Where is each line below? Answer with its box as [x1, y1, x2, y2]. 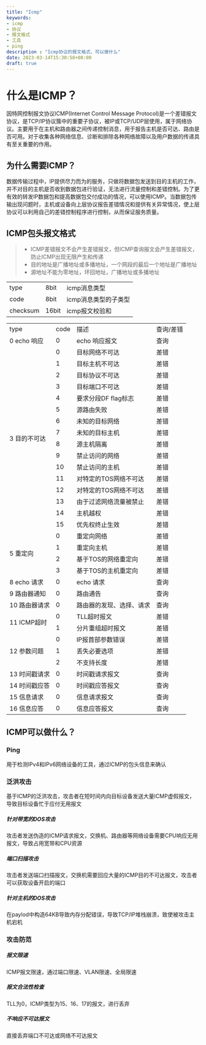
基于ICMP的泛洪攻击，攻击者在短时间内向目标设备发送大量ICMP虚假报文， [6, 792, 195, 800]
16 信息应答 [9, 704, 44, 713]
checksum [9, 306, 40, 315]
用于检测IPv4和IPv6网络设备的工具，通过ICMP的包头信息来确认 [6, 761, 167, 768]
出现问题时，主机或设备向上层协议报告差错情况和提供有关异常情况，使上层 [11, 200, 200, 208]
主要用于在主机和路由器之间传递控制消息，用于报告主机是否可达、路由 [17, 125, 194, 132]
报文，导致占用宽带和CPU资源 [6, 840, 83, 847]
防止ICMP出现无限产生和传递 [30, 253, 104, 260]
